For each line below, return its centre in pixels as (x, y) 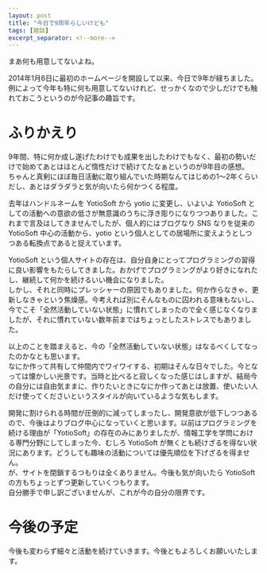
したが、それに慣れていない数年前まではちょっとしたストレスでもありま (126, 319)
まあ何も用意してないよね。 (54, 61)
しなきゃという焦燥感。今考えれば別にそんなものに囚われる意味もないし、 (137, 300)
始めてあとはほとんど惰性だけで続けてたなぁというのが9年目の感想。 (135, 167)
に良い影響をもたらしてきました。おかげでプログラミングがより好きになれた (133, 270)
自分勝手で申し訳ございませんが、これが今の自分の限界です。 (108, 493)
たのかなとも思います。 (46, 356)
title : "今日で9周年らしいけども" (59, 23)
